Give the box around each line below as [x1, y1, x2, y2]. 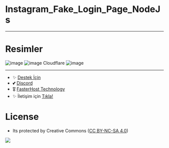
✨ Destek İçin [12, 74, 41, 80]
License [5, 111, 39, 122]
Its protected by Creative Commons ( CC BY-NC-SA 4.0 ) [12, 127, 129, 133]
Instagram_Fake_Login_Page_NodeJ [5, 4, 161, 15]
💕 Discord [12, 80, 33, 86]
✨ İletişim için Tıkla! [12, 93, 53, 99]
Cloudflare [43, 60, 65, 66]
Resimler [5, 44, 43, 55]
